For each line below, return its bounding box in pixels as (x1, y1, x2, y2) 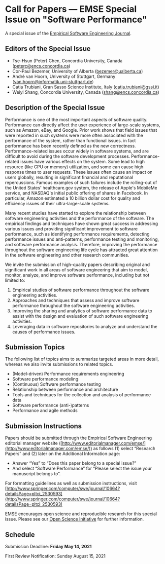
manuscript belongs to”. (12, 471, 61, 477)
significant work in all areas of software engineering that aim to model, (5, 266, 148, 272)
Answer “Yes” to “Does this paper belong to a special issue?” (12, 460, 136, 466)
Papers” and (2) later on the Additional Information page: (5, 451, 121, 457)
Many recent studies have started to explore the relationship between (5, 210, 146, 216)
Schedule (5, 530, 35, 539)
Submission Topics (5, 343, 65, 351)
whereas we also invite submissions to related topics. (5, 361, 113, 367)
